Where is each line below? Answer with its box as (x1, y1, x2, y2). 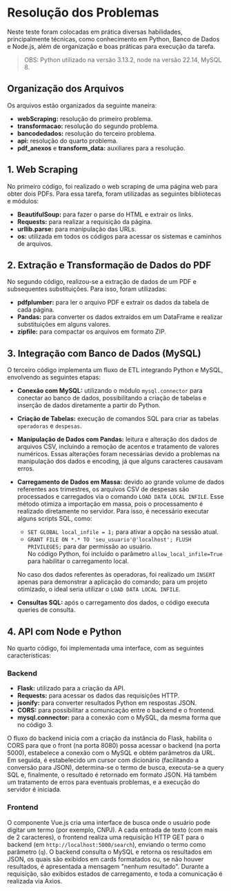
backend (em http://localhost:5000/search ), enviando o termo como (7, 840, 206, 848)
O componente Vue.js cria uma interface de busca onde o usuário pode (7, 818, 211, 826)
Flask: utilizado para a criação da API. (17, 684, 125, 693)
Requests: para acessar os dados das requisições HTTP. (17, 691, 180, 700)
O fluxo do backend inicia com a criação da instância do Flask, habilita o (7, 734, 212, 742)
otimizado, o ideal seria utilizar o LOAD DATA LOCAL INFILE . (17, 585, 181, 593)
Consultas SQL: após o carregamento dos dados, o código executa (17, 598, 210, 607)
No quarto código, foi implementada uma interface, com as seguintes (7, 644, 204, 652)
